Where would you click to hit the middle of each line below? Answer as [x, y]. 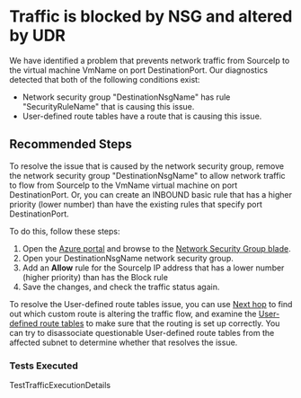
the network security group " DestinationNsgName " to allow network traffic [147, 175]
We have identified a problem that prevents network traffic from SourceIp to [150, 60]
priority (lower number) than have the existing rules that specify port [136, 204]
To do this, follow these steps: [65, 231]
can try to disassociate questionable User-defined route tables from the [142, 332]
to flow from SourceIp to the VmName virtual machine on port [124, 185]
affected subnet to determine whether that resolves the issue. [124, 342]
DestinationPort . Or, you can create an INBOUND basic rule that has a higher [150, 194]
